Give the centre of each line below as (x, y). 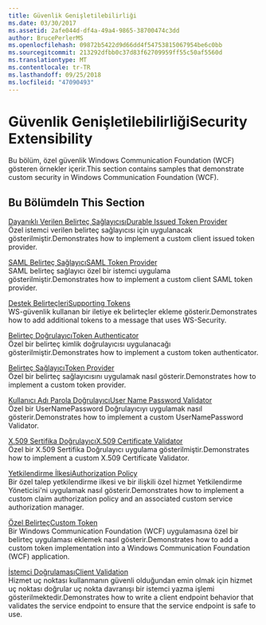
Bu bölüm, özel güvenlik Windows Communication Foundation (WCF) (121, 161)
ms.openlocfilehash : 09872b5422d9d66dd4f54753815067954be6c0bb (115, 45)
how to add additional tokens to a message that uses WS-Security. (117, 320)
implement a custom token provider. (67, 385)
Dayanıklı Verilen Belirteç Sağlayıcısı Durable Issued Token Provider (118, 222)
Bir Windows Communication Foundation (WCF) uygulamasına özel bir (123, 531)
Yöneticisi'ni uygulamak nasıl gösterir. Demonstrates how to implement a (126, 490)
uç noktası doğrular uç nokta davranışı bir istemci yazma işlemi (111, 589)
